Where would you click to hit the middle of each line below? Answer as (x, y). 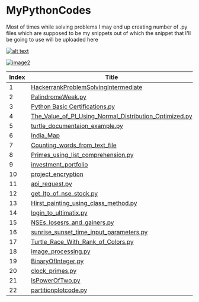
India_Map (46, 136)
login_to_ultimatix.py (59, 213)
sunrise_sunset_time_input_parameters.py (89, 232)
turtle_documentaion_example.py (77, 125)
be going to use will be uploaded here (52, 39)
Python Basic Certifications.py (73, 106)
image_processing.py (61, 251)
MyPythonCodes (49, 10)
